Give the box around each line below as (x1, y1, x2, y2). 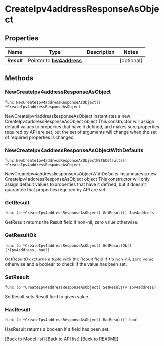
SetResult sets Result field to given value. (5, 293, 90, 299)
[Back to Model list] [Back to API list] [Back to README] (5, 336, 119, 342)
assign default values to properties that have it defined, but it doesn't (5, 181, 146, 187)
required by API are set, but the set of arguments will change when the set (5, 129, 157, 135)
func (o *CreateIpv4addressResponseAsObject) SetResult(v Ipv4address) (5, 285, 156, 290)
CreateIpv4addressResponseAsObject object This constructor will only (5, 176, 150, 182)
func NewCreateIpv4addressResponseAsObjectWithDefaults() (5, 158, 127, 163)
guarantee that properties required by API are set (5, 186, 106, 192)
